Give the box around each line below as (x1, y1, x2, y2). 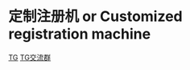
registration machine (8, 25, 151, 43)
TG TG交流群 (8, 52, 52, 62)
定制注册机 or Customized (8, 7, 183, 26)
